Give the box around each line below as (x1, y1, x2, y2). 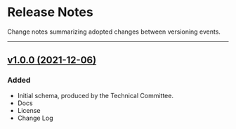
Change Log (17, 114, 54, 122)
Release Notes (7, 4, 93, 20)
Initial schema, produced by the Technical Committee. (17, 91, 174, 100)
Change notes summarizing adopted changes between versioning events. (7, 27, 221, 36)
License (17, 106, 41, 114)
